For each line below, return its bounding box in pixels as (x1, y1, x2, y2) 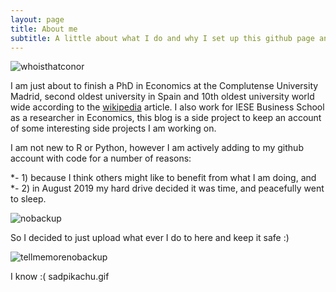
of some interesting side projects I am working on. (10, 122, 217, 135)
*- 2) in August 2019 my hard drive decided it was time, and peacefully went (10, 182, 325, 195)
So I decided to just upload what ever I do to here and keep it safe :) (10, 232, 290, 244)
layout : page (10, 14, 65, 25)
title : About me (10, 24, 78, 34)
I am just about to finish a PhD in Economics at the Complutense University (10, 80, 319, 92)
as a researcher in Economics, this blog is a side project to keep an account (10, 112, 322, 124)
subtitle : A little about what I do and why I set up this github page (10, 33, 315, 43)
